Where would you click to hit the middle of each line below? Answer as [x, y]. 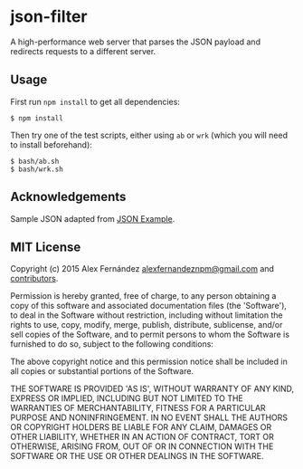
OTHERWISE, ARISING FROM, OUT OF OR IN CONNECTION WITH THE [142, 446]
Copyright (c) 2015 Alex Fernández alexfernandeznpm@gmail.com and [142, 269]
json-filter [49, 17]
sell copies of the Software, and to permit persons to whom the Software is [150, 335]
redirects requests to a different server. [83, 51]
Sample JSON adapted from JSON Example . [93, 218]
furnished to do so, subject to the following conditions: [112, 344]
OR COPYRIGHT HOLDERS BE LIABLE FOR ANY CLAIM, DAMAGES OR [141, 427]
